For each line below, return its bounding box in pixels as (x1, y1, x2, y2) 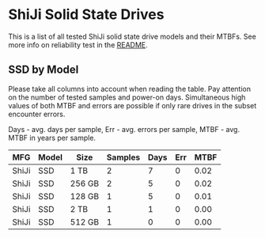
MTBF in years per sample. (8, 133, 97, 142)
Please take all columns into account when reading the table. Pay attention (8, 84, 252, 93)
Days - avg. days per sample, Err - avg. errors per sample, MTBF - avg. (8, 124, 240, 134)
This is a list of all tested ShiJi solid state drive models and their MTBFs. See (8, 32, 257, 41)
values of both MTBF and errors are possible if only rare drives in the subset (8, 100, 257, 110)
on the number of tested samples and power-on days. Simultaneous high (8, 93, 246, 102)
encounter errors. (8, 109, 66, 119)
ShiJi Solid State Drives (8, 6, 165, 24)
